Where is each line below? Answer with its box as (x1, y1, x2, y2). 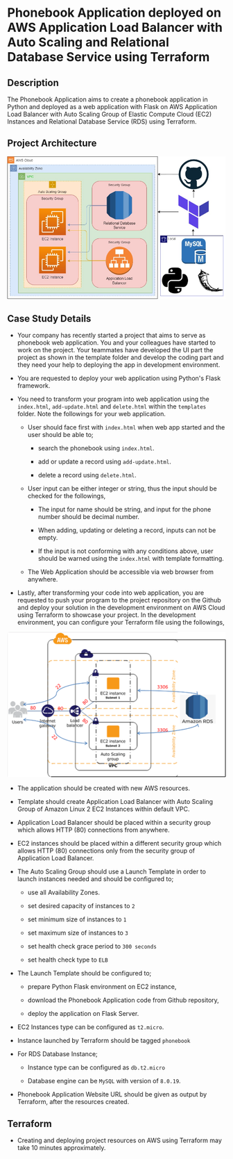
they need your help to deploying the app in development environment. (17, 361, 221, 369)
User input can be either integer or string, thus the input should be (27, 484, 217, 493)
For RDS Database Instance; (17, 1050, 98, 1058)
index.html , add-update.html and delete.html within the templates (17, 402, 207, 411)
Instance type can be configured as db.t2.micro (27, 1063, 165, 1071)
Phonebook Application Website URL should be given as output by (17, 1090, 207, 1099)
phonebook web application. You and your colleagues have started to (17, 338, 216, 347)
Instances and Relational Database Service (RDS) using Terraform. (7, 117, 197, 126)
